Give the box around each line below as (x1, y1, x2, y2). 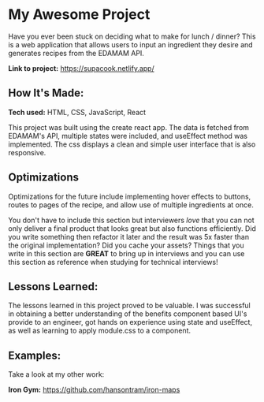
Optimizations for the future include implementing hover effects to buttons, (8, 192, 251, 201)
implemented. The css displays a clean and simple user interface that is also (8, 140, 256, 149)
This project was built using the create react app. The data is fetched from (8, 122, 250, 132)
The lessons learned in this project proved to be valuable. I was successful (8, 301, 251, 311)
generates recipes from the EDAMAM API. (8, 48, 144, 58)
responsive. (8, 147, 46, 157)
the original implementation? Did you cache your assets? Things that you (8, 240, 244, 250)
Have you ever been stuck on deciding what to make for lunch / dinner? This (8, 32, 256, 41)
